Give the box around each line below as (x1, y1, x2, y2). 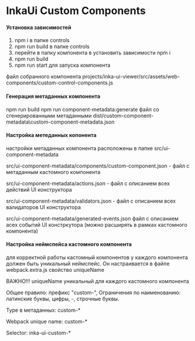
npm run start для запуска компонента (14, 62, 111, 69)
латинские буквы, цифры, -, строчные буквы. (6, 295, 119, 302)
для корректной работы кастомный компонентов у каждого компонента (6, 254, 189, 261)
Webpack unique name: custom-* (6, 318, 88, 325)
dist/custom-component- (93, 112, 154, 119)
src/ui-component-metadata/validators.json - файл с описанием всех (6, 197, 176, 204)
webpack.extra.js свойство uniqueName (6, 267, 104, 273)
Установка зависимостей (6, 23, 71, 30)
